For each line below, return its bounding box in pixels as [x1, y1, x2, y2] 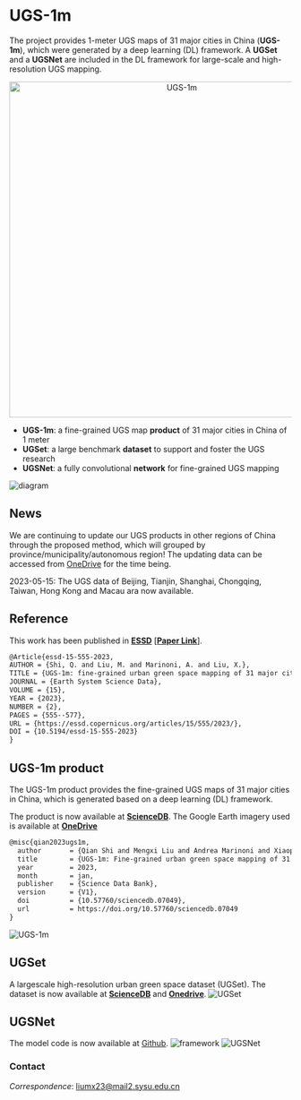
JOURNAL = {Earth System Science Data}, [9, 677, 163, 686]
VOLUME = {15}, [9, 686, 66, 695]
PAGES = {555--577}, [9, 710, 87, 719]
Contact [9, 1061, 46, 1073]
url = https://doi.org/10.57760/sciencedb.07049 [17, 905, 239, 914]
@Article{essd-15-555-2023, [9, 652, 115, 661]
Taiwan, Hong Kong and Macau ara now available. [9, 585, 194, 596]
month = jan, [17, 871, 94, 881]
